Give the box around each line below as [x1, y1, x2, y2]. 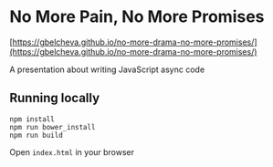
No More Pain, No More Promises [9, 6, 265, 27]
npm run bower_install [9, 122, 96, 131]
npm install [9, 114, 55, 124]
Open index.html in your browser [9, 146, 135, 157]
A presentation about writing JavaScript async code [9, 64, 205, 75]
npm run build [9, 130, 64, 140]
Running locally [9, 90, 100, 106]
